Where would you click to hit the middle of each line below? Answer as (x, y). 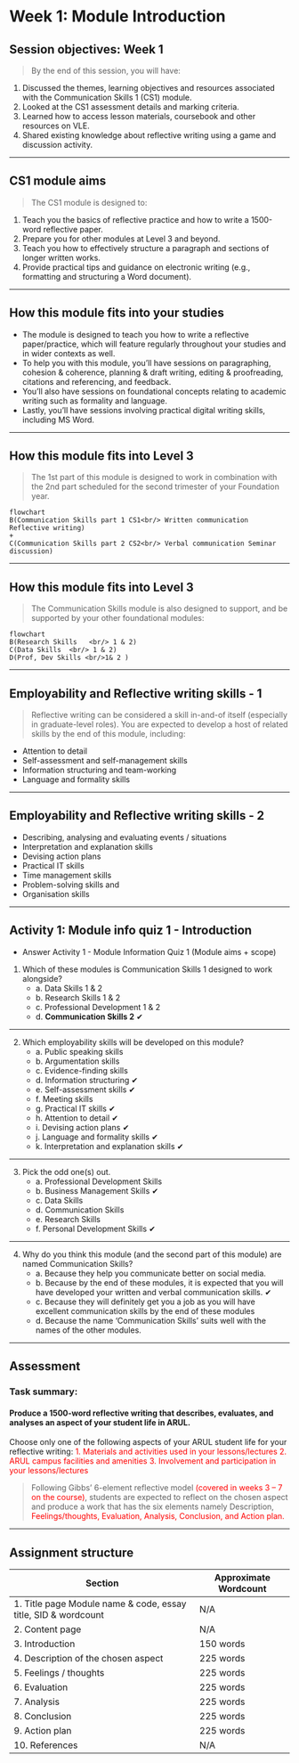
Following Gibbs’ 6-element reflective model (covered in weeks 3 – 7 (157, 1488)
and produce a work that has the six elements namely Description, (152, 1506)
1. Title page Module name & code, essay (100, 1604)
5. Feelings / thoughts (59, 1673)
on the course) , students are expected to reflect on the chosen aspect (159, 1498)
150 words (222, 1644)
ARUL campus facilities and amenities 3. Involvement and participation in (143, 1461)
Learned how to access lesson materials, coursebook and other (139, 116)
